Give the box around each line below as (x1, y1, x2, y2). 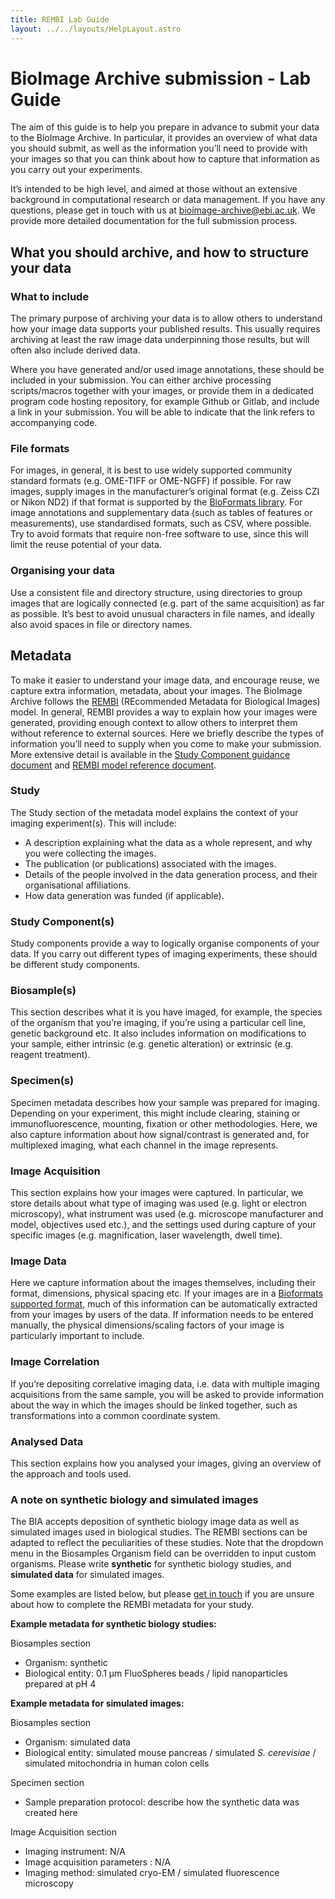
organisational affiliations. (24, 879, 132, 891)
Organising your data (10, 564, 115, 578)
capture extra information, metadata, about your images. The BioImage (10, 684, 303, 696)
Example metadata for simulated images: (10, 1697, 185, 1710)
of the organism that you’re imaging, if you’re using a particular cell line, (10, 1017, 307, 1029)
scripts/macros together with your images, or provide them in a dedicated (10, 385, 314, 397)
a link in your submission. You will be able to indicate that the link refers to (10, 406, 315, 418)
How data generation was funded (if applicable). (24, 889, 225, 901)
